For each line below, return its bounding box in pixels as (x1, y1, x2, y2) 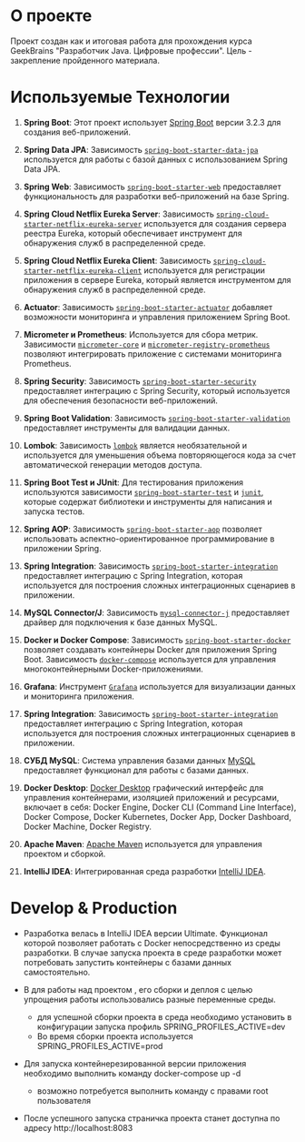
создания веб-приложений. (23, 126, 131, 137)
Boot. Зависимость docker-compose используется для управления (23, 653, 276, 664)
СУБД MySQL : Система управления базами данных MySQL (23, 754, 256, 765)
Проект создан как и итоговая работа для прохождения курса (10, 35, 252, 46)
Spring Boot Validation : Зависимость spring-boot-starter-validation (23, 412, 291, 423)
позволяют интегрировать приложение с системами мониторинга (23, 348, 282, 359)
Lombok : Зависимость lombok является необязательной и (23, 440, 248, 450)
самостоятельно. (23, 966, 91, 977)
